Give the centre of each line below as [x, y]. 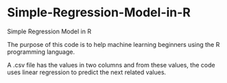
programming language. [41, 52]
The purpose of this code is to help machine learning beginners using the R [113, 44]
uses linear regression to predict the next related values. [87, 72]
